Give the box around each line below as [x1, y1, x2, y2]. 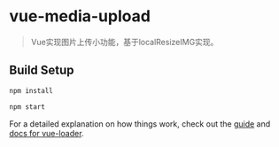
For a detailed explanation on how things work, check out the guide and [9, 118, 271, 129]
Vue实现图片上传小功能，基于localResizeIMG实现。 [30, 36, 219, 47]
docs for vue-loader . [9, 128, 84, 138]
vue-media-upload [9, 6, 151, 27]
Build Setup [9, 63, 74, 78]
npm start [9, 102, 46, 112]
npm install [9, 86, 53, 95]
